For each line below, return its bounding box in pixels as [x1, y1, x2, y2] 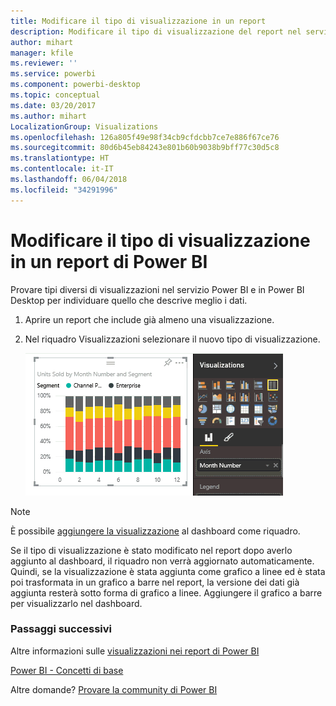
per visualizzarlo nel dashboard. [10, 597, 143, 609]
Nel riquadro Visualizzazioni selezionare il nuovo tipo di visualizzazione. [24, 333, 321, 345]
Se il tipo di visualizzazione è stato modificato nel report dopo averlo [10, 544, 293, 556]
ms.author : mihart [10, 111, 87, 121]
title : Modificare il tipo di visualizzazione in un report [10, 16, 267, 26]
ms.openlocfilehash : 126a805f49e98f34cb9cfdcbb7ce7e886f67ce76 [10, 132, 280, 142]
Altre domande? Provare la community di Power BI [10, 683, 218, 695]
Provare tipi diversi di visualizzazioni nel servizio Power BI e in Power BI [10, 283, 305, 295]
